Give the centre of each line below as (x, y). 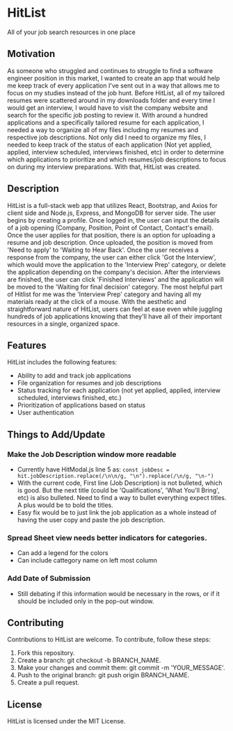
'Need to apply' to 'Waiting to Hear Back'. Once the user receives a (103, 250)
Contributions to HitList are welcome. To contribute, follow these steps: (109, 640)
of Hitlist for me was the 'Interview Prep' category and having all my (104, 294)
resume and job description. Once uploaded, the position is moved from (110, 242)
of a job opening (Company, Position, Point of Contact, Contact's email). (111, 227)
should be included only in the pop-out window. (86, 601)
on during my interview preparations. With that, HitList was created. (104, 167)
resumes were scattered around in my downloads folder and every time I (111, 100)
